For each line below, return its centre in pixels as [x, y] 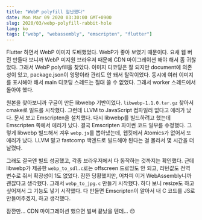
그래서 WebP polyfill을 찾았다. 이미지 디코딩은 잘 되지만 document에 [100, 68]
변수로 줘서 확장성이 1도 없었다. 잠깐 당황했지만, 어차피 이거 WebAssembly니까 [99, 176]
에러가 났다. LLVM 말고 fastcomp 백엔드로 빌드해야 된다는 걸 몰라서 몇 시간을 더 [100, 140]
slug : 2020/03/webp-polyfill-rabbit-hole [59, 23]
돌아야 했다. [20, 90]
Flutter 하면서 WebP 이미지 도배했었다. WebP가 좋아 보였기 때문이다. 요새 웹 [96, 52]
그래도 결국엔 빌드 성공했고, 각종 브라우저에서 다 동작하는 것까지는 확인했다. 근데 [100, 161]
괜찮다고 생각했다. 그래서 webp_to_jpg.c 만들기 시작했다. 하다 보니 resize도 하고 [100, 183]
